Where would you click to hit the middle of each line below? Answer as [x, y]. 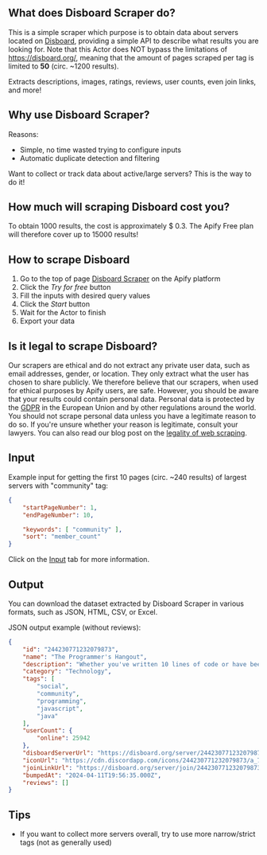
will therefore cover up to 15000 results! [74, 235]
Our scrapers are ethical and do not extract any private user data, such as [129, 365]
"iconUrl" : [41, 760]
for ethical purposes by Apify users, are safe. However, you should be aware [133, 391]
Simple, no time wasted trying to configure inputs [100, 150]
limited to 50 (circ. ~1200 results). [64, 66]
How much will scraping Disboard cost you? [119, 207]
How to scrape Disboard [69, 259]
